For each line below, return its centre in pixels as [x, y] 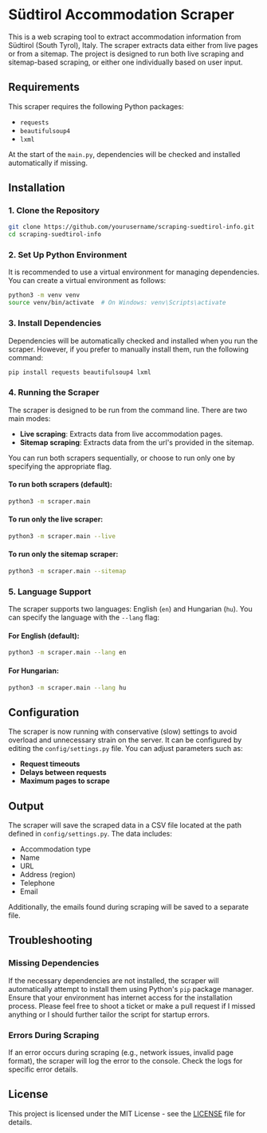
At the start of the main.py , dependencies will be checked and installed [124, 154]
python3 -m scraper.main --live [62, 536]
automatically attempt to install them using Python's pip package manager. [131, 989]
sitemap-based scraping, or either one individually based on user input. [126, 62]
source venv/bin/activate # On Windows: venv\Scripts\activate [117, 303]
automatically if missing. [48, 163]
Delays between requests [63, 773]
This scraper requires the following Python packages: [96, 106]
